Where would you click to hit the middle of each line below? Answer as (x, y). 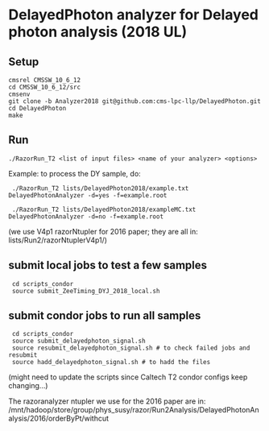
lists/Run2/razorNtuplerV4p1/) (58, 240)
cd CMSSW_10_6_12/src (45, 87)
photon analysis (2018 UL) (98, 32)
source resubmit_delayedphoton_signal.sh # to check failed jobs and (131, 348)
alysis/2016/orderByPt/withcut (59, 419)
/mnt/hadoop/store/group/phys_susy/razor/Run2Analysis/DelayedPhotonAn (134, 410)
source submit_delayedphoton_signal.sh (79, 341)
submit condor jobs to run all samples (105, 316)
